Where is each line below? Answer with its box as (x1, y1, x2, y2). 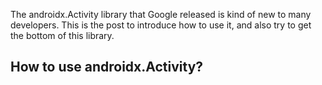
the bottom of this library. (10, 30, 115, 41)
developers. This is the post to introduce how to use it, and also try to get (10, 19, 312, 31)
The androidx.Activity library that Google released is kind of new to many (10, 9, 312, 20)
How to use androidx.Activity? (10, 59, 204, 76)
